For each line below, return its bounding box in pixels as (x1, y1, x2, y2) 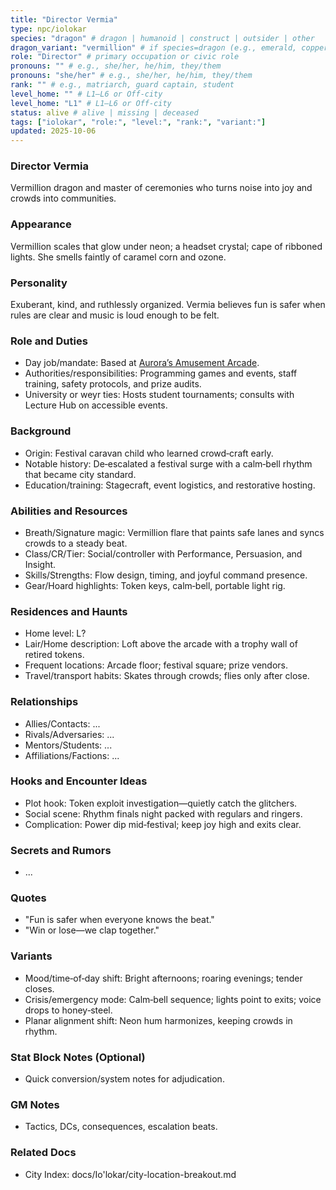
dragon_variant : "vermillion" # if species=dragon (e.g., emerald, (10, 42, 298, 53)
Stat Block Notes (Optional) (10, 1050, 146, 1064)
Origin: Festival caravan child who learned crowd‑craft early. (24, 447, 274, 459)
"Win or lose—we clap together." (24, 924, 160, 936)
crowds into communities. (10, 192, 117, 205)
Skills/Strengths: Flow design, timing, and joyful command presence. (24, 569, 308, 581)
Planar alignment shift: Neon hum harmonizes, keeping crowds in (24, 1014, 293, 1026)
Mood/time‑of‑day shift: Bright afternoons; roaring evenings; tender (24, 972, 303, 984)
